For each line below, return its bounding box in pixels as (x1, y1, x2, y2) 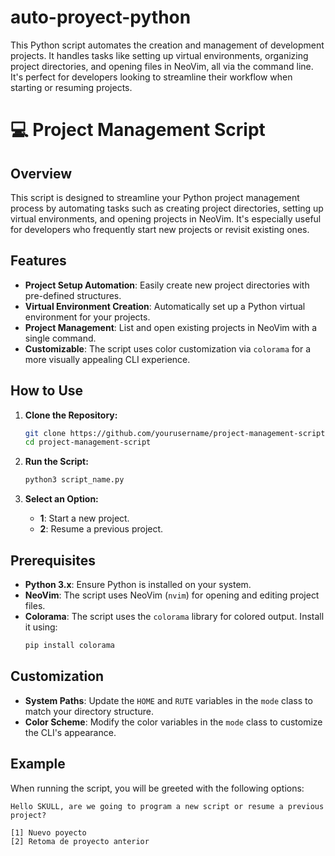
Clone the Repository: (24, 409, 118, 421)
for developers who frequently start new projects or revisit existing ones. (10, 223, 310, 235)
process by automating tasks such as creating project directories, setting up (10, 202, 324, 214)
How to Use (10, 382, 84, 400)
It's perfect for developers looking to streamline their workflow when (10, 71, 293, 83)
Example (10, 756, 66, 773)
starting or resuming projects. (10, 81, 133, 93)
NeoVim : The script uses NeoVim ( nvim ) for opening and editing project (24, 589, 320, 601)
